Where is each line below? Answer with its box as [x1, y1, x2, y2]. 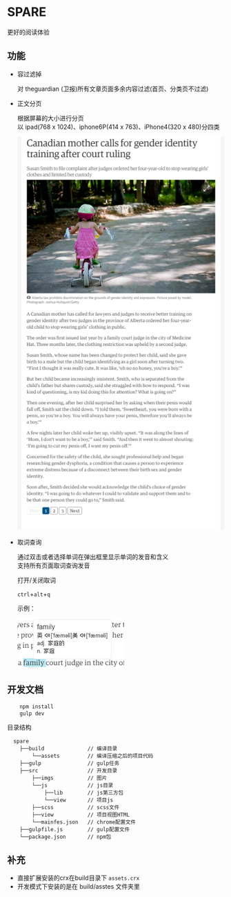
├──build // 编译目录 [19, 745, 118, 752]
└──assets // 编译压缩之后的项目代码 [32, 752, 154, 760]
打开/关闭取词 [17, 576, 57, 584]
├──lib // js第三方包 [43, 790, 124, 797]
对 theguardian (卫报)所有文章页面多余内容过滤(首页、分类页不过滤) [17, 84, 209, 93]
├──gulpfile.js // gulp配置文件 [19, 826, 130, 833]
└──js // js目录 [32, 782, 114, 789]
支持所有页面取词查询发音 [17, 561, 90, 570]
